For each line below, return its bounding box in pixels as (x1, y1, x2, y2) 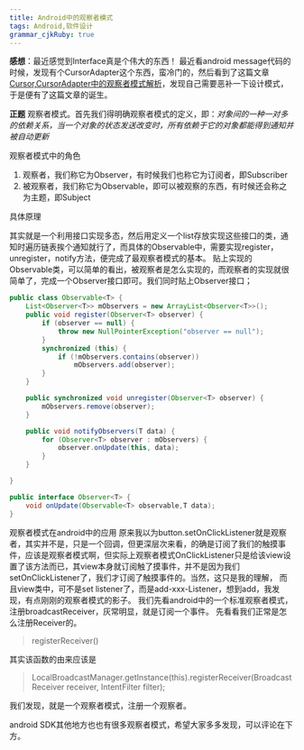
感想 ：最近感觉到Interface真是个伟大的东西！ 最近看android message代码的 (9, 56, 291, 67)
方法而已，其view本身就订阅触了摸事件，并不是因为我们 (32, 561, 241, 572)
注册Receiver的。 (16, 617, 82, 627)
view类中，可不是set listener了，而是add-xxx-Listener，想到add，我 (16, 583, 272, 594)
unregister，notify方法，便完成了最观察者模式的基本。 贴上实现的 (9, 253, 253, 264)
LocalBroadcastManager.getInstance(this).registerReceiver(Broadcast (31, 672, 292, 682)
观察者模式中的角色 (9, 151, 81, 161)
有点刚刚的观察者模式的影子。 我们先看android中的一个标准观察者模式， (24, 594, 293, 605)
